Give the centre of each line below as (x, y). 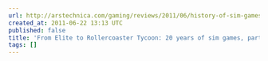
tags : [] (23, 45)
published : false (37, 30)
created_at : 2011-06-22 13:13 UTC (66, 23)
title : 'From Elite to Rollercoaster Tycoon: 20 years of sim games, (126, 38)
